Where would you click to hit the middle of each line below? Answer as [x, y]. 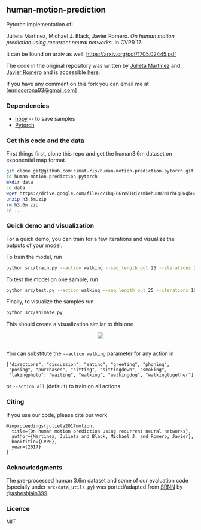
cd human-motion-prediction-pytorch [52, 177]
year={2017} [27, 447]
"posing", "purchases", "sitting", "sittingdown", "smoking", [88, 370]
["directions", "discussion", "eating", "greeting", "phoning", [88, 365]
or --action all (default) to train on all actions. [64, 386]
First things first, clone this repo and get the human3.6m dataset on [89, 154]
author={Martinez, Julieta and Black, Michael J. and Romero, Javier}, [103, 436]
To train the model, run [34, 257]
